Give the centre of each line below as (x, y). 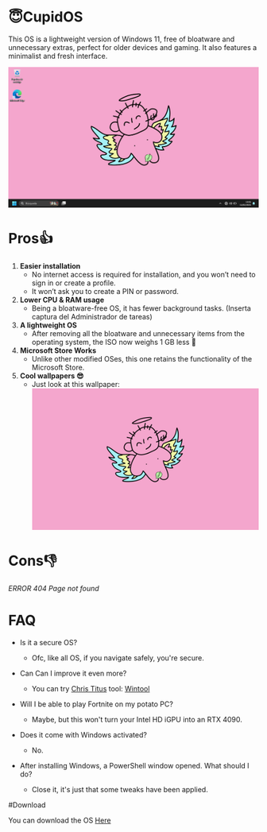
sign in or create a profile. (74, 283)
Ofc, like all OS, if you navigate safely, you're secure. (118, 658)
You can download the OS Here (60, 820)
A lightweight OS (48, 325)
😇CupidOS (46, 17)
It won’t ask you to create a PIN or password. (105, 291)
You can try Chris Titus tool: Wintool (91, 689)
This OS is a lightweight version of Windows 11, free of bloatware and (122, 39)
